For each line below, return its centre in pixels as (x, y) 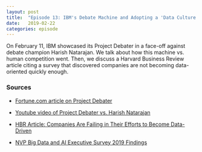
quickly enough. (48, 72)
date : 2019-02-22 (31, 23)
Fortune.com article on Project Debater (64, 101)
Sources (19, 87)
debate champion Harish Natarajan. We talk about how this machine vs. (95, 53)
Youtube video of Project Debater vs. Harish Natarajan (83, 112)
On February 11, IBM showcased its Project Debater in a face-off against (96, 46)
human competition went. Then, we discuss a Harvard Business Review (95, 59)
